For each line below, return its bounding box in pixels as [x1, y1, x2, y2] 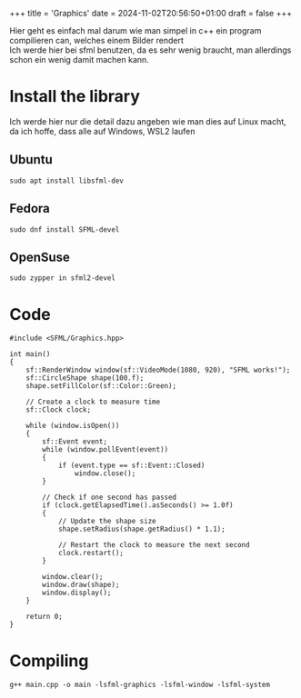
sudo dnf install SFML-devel [9, 224, 120, 234]
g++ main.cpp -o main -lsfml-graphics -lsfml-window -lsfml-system [9, 681, 271, 690]
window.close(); [74, 469, 136, 478]
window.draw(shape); [42, 581, 120, 590]
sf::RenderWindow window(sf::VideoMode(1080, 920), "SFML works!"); [25, 365, 291, 375]
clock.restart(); [57, 549, 125, 558]
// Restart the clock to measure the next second [57, 541, 250, 550]
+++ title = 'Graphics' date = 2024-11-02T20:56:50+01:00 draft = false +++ [9, 8, 293, 18]
